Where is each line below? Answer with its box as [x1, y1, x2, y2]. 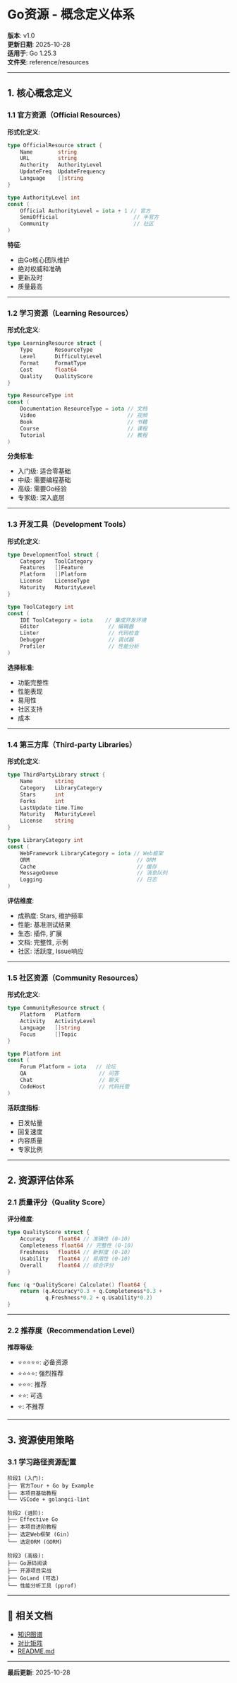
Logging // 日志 [20, 876, 157, 884]
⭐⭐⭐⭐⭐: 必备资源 [17, 1358, 68, 1367]
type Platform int [7, 1050, 61, 1057]
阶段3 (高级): [7, 1552, 44, 1559]
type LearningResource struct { [7, 340, 102, 347]
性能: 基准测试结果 [17, 920, 71, 929]
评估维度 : [7, 896, 35, 905]
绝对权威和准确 [17, 265, 61, 273]
